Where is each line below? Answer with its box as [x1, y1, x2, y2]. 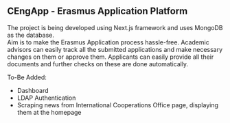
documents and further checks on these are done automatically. [7, 59, 189, 68]
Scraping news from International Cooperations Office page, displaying [16, 100, 218, 109]
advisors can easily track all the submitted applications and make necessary [7, 45, 223, 53]
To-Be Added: [7, 73, 47, 81]
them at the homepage [16, 108, 82, 116]
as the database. [7, 31, 55, 39]
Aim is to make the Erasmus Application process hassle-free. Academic [7, 38, 209, 46]
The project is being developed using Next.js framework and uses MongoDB [7, 23, 223, 31]
